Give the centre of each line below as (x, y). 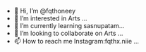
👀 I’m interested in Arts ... (50, 18)
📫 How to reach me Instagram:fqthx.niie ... (77, 41)
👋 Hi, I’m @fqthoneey (45, 11)
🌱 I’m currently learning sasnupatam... (69, 26)
